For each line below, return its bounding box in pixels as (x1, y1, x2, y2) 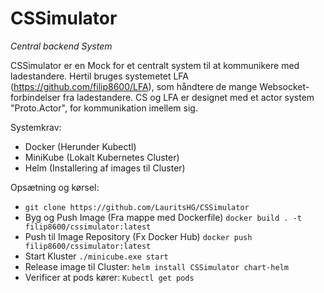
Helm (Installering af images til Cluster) (24, 162, 186, 174)
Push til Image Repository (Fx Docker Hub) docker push (24, 230, 253, 242)
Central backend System (10, 40, 113, 52)
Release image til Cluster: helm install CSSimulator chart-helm (24, 260, 289, 272)
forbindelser (10, 91, 61, 103)
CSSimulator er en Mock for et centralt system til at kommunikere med (10, 59, 300, 71)
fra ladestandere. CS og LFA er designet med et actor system (62, 91, 315, 103)
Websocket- (259, 80, 310, 92)
